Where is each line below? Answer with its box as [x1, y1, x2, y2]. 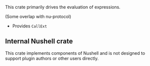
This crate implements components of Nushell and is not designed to [5, 50, 146, 56]
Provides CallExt [12, 23, 47, 29]
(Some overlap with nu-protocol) [5, 14, 72, 19]
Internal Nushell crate [5, 37, 73, 45]
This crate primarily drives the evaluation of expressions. [5, 4, 121, 10]
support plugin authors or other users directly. [5, 55, 99, 61]
